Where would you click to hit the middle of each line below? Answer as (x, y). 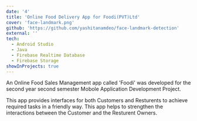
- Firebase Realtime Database (48, 55)
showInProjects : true (33, 66)
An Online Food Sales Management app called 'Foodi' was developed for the (98, 83)
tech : (13, 39)
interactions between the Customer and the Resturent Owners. (82, 113)
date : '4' (18, 11)
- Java (19, 50)
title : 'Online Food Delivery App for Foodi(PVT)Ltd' (73, 17)
